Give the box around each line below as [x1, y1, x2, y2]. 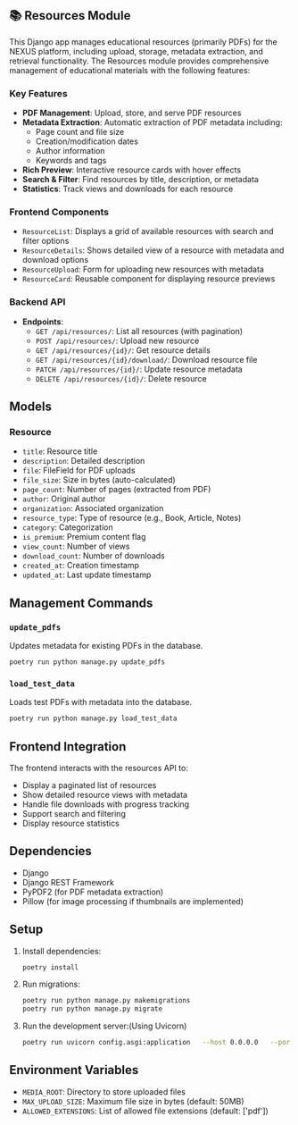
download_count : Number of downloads [21, 550, 165, 561]
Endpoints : [21, 316, 64, 327]
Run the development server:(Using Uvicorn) [21, 1020, 187, 1031]
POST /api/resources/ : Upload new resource [35, 335, 200, 346]
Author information [35, 146, 105, 156]
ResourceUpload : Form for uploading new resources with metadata [21, 264, 265, 275]
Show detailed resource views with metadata [21, 789, 188, 800]
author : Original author [21, 493, 106, 504]
